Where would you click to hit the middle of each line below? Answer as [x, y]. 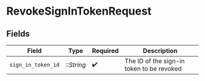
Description [160, 51]
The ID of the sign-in [155, 61]
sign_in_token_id [34, 65]
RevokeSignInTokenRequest [79, 11]
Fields [18, 34]
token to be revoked [153, 69]
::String [76, 65]
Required [105, 51]
